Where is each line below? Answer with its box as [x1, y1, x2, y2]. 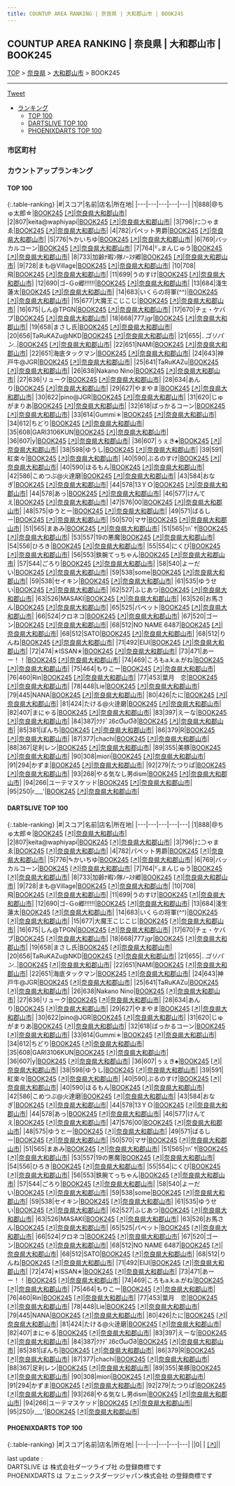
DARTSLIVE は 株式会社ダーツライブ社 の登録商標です [7, 1462, 162, 1471]
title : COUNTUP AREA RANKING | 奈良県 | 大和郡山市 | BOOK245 [7, 10, 184, 18]
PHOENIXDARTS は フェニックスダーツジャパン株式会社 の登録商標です [7, 1471, 213, 1480]
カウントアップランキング [7, 166, 93, 176]
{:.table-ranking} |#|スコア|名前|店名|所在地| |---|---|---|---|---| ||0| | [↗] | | [7, 1440, 221, 1448]
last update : [7, 1454, 43, 1462]
